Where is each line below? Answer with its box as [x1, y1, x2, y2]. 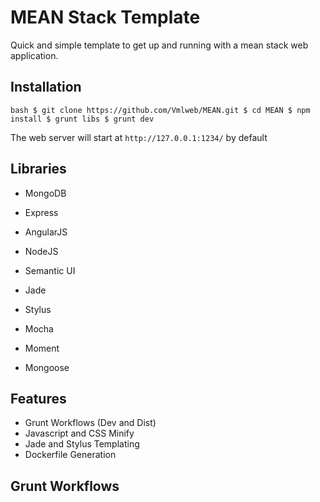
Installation [10, 79, 82, 96]
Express [24, 206, 59, 218]
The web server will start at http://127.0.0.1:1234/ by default [10, 131, 268, 143]
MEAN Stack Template [10, 6, 201, 29]
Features [10, 390, 67, 407]
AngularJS [24, 226, 68, 238]
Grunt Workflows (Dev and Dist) [24, 417, 157, 429]
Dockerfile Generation [24, 449, 117, 461]
